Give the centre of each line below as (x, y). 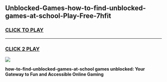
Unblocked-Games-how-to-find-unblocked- (76, 8)
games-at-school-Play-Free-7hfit (58, 16)
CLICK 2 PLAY (22, 49)
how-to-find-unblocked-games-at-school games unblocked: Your (75, 69)
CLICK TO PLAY (24, 30)
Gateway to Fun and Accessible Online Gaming (54, 74)
